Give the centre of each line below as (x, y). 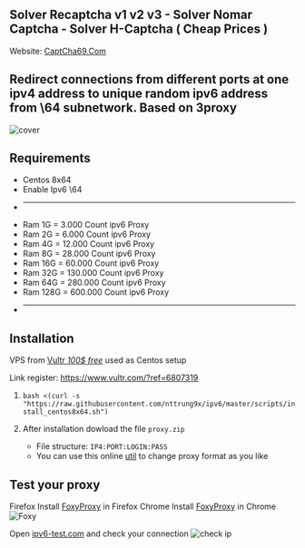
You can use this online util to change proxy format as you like (152, 456)
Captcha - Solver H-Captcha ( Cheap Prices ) (139, 29)
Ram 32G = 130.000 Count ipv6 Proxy (93, 273)
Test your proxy (55, 484)
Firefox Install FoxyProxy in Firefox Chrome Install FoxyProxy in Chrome (143, 506)
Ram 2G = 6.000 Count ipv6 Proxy (87, 234)
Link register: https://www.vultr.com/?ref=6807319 (104, 378)
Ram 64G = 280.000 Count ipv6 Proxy (94, 283)
